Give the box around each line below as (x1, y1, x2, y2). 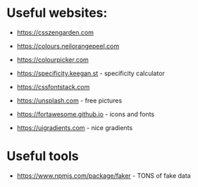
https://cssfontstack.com (16, 82, 90, 91)
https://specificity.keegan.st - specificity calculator (16, 69, 165, 77)
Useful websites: (6, 5, 108, 21)
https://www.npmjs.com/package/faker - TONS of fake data (16, 171, 191, 180)
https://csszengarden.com (16, 28, 94, 37)
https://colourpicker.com (16, 55, 89, 64)
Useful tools (6, 148, 79, 165)
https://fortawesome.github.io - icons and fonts (16, 110, 155, 118)
